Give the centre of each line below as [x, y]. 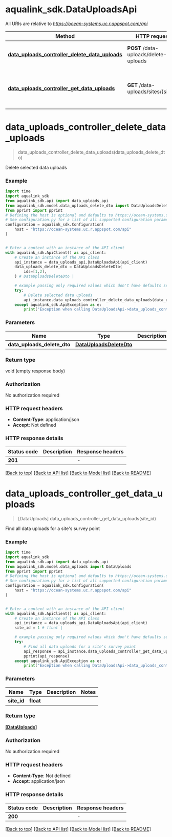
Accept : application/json [39, 781]
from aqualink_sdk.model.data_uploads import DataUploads [68, 566]
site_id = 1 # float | [39, 628]
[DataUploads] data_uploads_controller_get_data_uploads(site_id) [87, 518]
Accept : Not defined [34, 425]
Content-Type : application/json [46, 420]
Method [65, 36]
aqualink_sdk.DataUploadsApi [71, 9]
